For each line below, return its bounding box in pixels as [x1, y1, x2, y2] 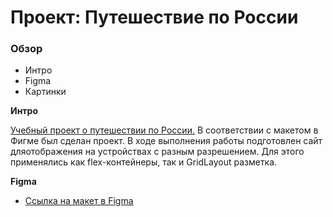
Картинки [24, 86, 67, 98]
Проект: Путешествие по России [10, 6, 299, 29]
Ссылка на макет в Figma [24, 195, 134, 207]
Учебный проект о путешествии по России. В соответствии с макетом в [10, 124, 319, 136]
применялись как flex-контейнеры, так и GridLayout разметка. [10, 156, 278, 168]
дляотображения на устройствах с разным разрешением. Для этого [10, 146, 305, 158]
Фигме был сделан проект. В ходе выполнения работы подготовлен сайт [10, 135, 323, 147]
